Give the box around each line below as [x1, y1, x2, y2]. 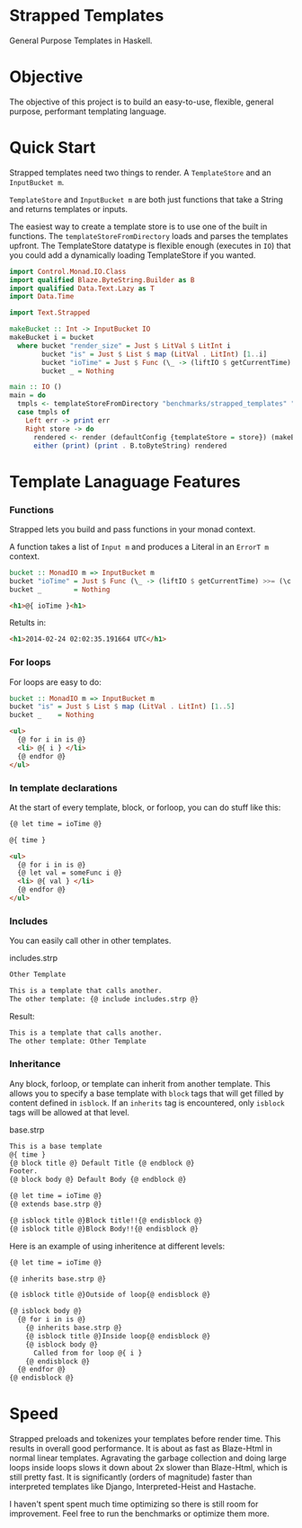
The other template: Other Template [9, 1036, 147, 1045]
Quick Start [9, 138, 96, 158]
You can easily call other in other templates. [9, 936, 172, 946]
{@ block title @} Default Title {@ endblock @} [9, 1159, 195, 1168]
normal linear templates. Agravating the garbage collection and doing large [9, 1452, 288, 1463]
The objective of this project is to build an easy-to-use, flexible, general [9, 96, 274, 107]
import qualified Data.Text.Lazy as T [9, 284, 155, 293]
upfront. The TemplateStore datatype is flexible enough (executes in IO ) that [9, 240, 291, 251]
